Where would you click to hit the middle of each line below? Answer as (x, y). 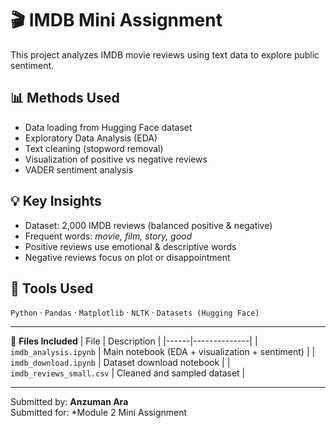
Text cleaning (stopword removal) (94, 148)
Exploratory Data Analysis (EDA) (91, 138)
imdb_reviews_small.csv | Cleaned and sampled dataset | (128, 373)
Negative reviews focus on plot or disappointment (127, 257)
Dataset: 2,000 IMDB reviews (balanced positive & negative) (148, 225)
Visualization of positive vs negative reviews (116, 159)
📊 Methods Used (65, 98)
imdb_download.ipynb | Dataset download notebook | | (120, 363)
